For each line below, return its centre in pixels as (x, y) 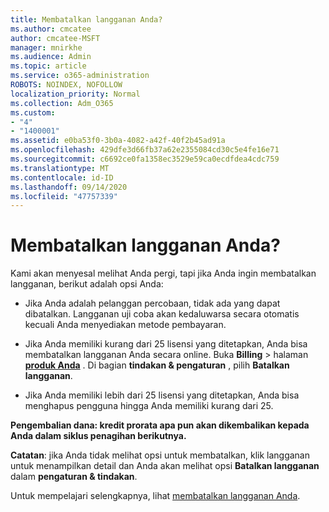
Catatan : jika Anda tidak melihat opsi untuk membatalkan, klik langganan (160, 455)
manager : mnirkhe (46, 47)
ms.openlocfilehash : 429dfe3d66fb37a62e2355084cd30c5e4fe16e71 (145, 150)
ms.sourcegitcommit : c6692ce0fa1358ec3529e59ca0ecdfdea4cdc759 (145, 159)
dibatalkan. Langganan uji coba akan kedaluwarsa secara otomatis (162, 314)
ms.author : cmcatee (51, 29)
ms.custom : (33, 112)
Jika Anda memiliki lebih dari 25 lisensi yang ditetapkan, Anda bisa (162, 395)
